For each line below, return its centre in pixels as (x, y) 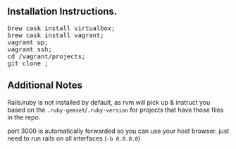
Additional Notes (45, 85)
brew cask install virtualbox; (61, 28)
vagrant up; (28, 42)
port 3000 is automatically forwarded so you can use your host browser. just (118, 131)
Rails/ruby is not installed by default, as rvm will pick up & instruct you (109, 102)
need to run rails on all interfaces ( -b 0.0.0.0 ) (74, 138)
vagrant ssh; (30, 49)
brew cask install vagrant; (56, 35)
